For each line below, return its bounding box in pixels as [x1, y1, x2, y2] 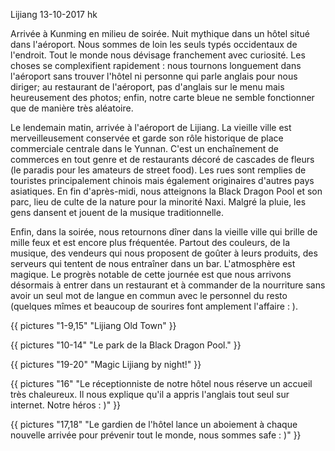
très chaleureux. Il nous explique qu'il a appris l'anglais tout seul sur [10, 389, 290, 400]
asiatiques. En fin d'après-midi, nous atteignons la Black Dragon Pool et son [10, 185, 323, 197]
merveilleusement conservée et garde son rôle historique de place [10, 132, 284, 144]
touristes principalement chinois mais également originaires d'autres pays [10, 175, 315, 186]
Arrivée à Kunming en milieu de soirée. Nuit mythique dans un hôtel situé [10, 28, 310, 39]
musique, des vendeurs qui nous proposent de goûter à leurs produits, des [10, 247, 318, 259]
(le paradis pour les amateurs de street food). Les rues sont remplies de [10, 164, 307, 176]
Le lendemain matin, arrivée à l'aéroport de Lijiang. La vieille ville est [10, 122, 292, 133]
